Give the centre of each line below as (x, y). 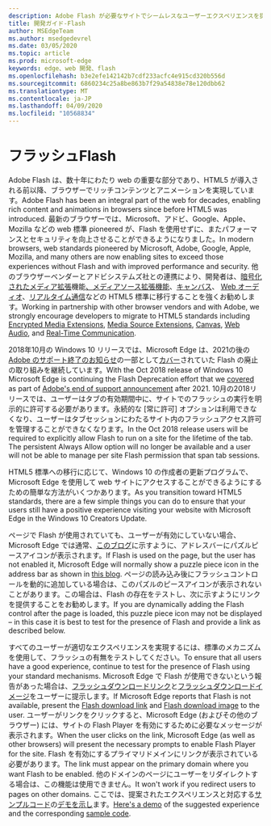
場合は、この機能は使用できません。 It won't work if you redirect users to (135, 784)
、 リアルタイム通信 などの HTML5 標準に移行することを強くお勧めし (135, 297)
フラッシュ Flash (63, 156)
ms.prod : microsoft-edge (50, 61)
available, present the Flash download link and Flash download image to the (134, 705)
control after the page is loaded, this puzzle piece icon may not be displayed (135, 613)
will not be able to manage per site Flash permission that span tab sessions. (134, 455)
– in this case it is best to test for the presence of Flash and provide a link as (134, 622)
